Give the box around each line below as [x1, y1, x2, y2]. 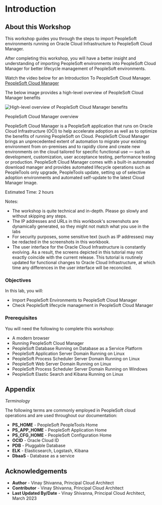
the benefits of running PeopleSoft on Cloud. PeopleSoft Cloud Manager [5, 134, 149, 139]
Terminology [5, 398, 31, 404]
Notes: [5, 199, 18, 204]
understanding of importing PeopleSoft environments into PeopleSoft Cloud [5, 61, 156, 66]
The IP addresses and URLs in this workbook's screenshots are [12, 219, 139, 224]
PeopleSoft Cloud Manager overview [5, 114, 79, 119]
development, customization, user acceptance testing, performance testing [5, 154, 156, 160]
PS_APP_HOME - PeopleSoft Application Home [12, 427, 107, 433]
